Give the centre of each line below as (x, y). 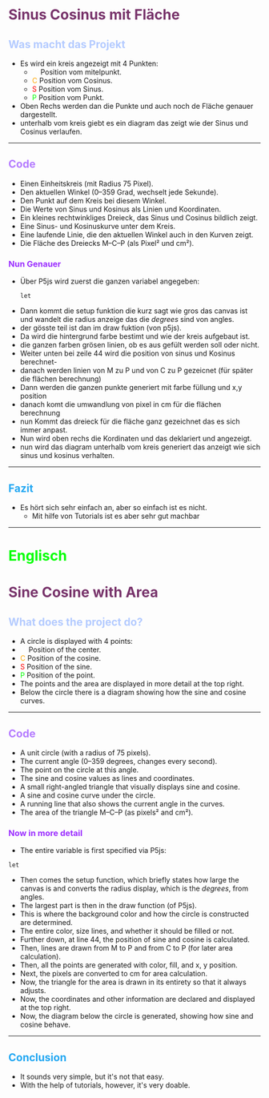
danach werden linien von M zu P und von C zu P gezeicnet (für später (137, 371)
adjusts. (33, 991)
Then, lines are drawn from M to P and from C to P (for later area (126, 948)
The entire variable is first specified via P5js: (93, 851)
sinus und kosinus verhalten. (67, 456)
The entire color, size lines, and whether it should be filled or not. (127, 931)
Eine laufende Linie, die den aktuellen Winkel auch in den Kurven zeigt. (137, 235)
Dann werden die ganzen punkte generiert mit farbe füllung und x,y (131, 388)
